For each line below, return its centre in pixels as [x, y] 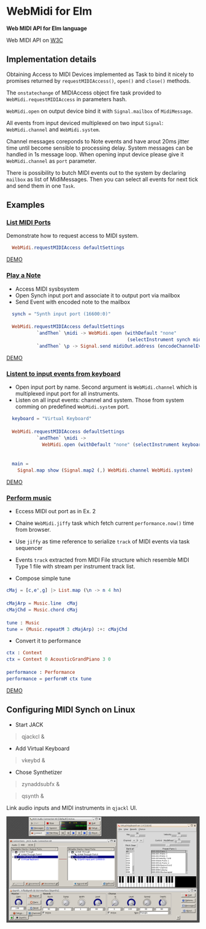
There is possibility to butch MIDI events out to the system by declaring [96, 172]
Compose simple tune [43, 578]
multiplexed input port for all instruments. [67, 394]
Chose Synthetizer [39, 772]
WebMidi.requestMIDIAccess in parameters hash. [67, 99]
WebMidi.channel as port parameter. [51, 161]
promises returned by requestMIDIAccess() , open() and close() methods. [99, 80]
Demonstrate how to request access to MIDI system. [73, 236]
